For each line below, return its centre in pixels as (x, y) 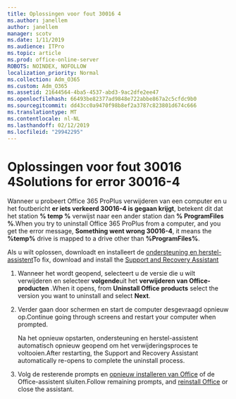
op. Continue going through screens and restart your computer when (117, 317)
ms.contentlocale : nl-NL (44, 118)
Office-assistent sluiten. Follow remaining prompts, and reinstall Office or (123, 382)
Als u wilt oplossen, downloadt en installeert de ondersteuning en (102, 252)
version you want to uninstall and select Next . (84, 296)
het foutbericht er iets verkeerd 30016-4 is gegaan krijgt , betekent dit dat (115, 209)
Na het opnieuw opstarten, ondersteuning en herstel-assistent (108, 338)
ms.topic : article (34, 54)
